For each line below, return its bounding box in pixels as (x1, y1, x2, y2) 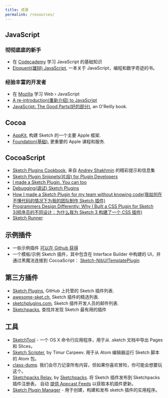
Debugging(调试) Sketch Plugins (12, 185, 79, 191)
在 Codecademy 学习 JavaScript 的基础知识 (12, 59, 102, 65)
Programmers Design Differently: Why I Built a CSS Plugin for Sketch (12, 203, 154, 209)
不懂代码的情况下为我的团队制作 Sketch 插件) (12, 198, 106, 204)
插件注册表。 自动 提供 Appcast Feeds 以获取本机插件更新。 (12, 380, 136, 386)
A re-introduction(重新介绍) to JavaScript (12, 97, 97, 103)
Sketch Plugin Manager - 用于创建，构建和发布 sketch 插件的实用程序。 (12, 386, 160, 393)
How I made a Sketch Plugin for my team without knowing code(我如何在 (12, 191, 162, 198)
